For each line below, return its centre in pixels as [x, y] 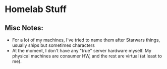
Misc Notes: [24, 28]
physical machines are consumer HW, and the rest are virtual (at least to [87, 56]
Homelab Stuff [36, 9]
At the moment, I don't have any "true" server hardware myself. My [82, 51]
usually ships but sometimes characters [53, 45]
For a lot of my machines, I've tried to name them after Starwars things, [86, 40]
